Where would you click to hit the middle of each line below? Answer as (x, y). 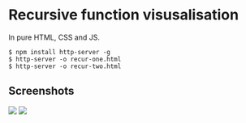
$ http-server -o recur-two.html (65, 66)
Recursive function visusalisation (124, 15)
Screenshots (41, 91)
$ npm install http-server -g (60, 52)
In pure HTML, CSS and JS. (54, 37)
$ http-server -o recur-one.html (65, 59)
